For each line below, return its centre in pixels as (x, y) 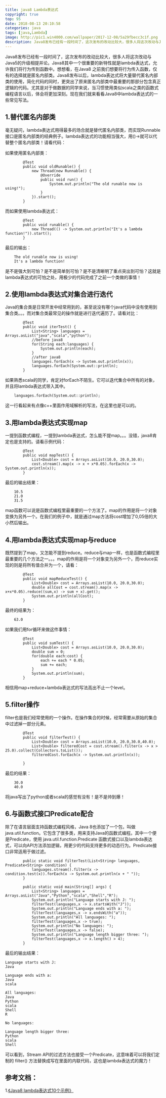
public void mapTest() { (48, 455)
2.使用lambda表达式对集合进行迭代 (59, 294)
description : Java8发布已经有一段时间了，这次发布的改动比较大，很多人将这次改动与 (82, 42)
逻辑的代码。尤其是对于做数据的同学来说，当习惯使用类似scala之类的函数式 (82, 88)
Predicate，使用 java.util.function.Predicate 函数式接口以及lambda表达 (81, 839)
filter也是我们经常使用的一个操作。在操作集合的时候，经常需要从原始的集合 (81, 717)
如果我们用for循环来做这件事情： (38, 629)
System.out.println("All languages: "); (74, 917)
